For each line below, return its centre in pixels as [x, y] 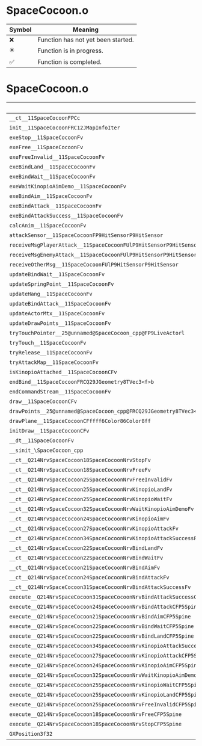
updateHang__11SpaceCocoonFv [51, 294]
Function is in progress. [70, 51]
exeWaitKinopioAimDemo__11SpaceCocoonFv [68, 186]
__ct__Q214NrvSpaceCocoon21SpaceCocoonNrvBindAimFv [85, 567]
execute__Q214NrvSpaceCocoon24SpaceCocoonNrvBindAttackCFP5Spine [105, 606]
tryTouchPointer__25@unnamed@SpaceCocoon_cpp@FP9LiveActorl [97, 333]
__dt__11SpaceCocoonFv [41, 440]
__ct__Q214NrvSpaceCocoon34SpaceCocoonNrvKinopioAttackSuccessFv [105, 538]
